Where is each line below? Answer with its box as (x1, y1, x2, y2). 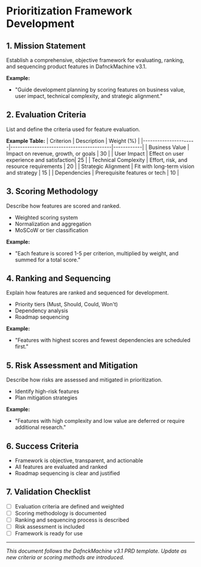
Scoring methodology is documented (14, 510, 106, 517)
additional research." (14, 423, 66, 431)
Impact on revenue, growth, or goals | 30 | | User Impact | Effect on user (6, 150, 184, 157)
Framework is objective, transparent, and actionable (14, 457, 144, 464)
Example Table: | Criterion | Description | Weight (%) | (6, 137, 140, 144)
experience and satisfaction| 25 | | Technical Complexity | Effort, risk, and (6, 156, 187, 163)
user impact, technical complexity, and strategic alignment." (14, 93, 163, 99)
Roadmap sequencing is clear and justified (14, 470, 120, 477)
